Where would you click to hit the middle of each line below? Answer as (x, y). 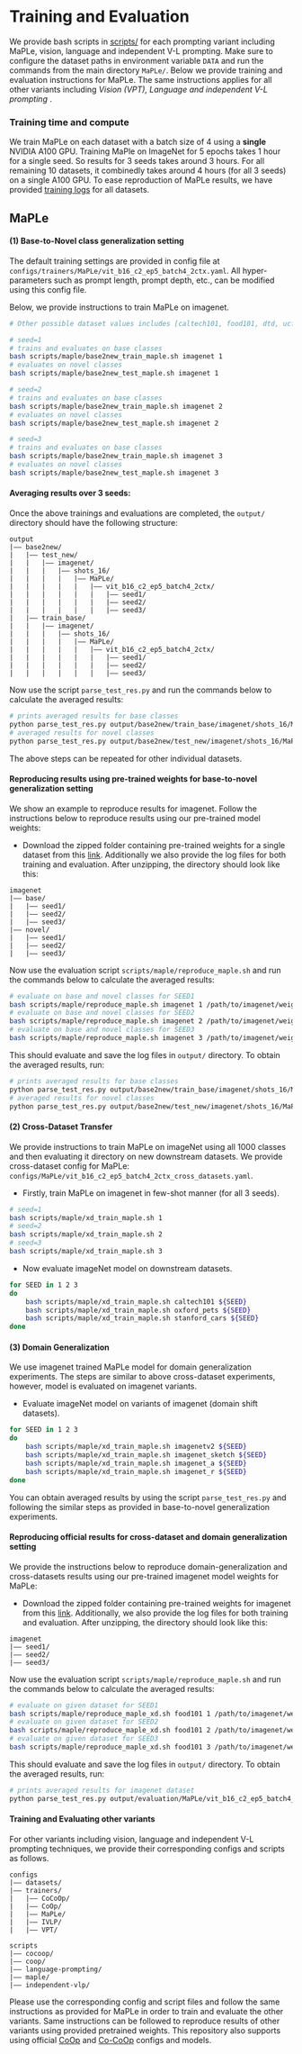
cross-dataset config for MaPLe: (70, 1166)
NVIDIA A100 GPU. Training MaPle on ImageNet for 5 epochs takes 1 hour (145, 151)
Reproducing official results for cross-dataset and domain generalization (148, 1537)
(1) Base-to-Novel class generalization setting (97, 241)
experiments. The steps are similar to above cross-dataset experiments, (142, 1377)
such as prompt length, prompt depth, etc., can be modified (164, 280)
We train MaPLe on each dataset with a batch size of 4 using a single (138, 142)
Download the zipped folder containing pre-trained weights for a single (154, 845)
